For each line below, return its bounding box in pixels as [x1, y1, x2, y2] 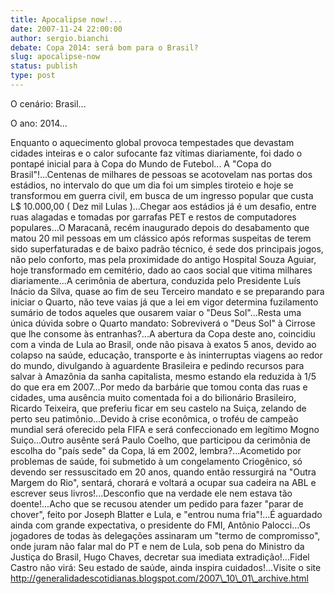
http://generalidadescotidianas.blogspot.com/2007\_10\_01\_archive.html [10, 572, 309, 584]
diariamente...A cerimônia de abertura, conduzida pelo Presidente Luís [10, 274, 302, 286]
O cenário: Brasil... [10, 97, 87, 110]
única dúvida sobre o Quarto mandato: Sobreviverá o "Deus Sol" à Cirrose [10, 317, 316, 329]
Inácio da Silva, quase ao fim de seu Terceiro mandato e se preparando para [10, 285, 325, 297]
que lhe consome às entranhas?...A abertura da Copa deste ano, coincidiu [10, 327, 316, 340]
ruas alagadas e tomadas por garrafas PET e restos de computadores [10, 211, 297, 223]
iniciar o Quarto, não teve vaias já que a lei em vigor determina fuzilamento [10, 296, 319, 308]
